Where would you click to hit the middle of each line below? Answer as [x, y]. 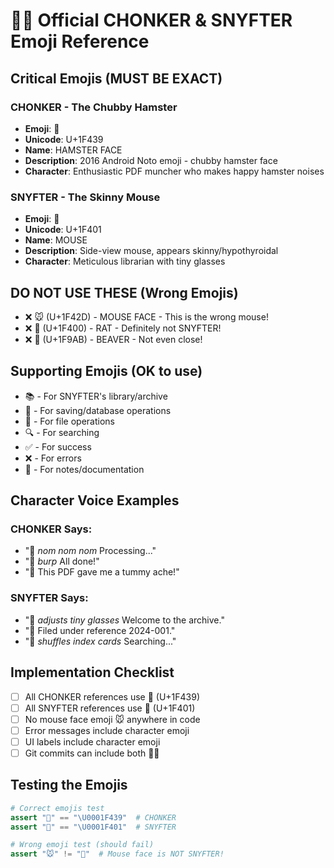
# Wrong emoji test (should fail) [82, 845]
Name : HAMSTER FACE [73, 150]
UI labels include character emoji [92, 741]
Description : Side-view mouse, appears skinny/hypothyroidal [151, 251]
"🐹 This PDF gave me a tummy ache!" [102, 572]
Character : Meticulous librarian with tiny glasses [125, 261]
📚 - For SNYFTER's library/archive [96, 396]
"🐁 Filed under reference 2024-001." [100, 630]
